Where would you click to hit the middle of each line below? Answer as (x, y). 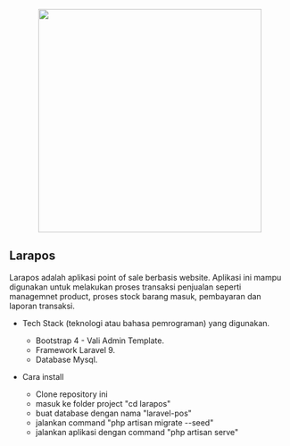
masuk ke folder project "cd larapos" (103, 403)
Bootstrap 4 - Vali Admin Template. (100, 341)
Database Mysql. (66, 359)
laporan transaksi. (42, 306)
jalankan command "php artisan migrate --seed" (124, 422)
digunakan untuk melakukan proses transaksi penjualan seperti (125, 287)
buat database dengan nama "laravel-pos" (113, 413)
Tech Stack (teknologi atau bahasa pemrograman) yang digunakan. (146, 323)
